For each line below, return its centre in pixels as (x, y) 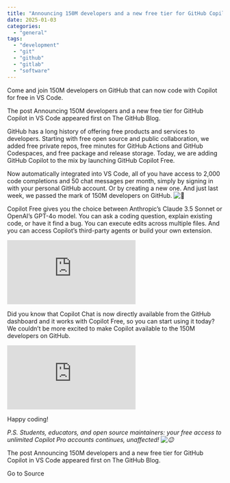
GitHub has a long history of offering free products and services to (101, 131)
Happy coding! (28, 419)
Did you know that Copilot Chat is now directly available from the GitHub (109, 314)
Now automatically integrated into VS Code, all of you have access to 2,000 (114, 173)
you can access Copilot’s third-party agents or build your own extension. (110, 231)
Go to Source (26, 473)
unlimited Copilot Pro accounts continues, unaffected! (83, 439)
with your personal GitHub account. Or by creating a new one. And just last (113, 188)
